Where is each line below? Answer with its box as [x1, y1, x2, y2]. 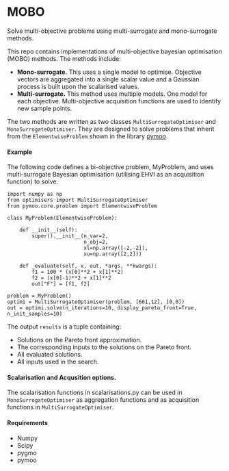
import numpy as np [7, 191, 63, 198]
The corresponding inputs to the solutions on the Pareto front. [16, 343, 191, 351]
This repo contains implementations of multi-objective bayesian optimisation [7, 47, 222, 55]
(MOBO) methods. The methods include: [7, 54, 122, 62]
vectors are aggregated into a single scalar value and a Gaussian [16, 75, 200, 83]
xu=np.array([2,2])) [83, 251, 142, 257]
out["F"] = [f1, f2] [31, 281, 90, 288]
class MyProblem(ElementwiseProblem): [7, 215, 118, 222]
